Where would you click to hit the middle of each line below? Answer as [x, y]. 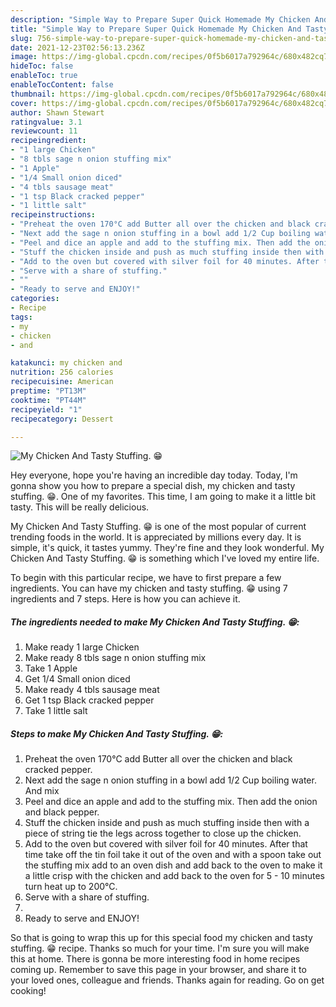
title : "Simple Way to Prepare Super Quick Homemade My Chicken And [156, 29]
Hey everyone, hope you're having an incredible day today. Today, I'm [154, 475]
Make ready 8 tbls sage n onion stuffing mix [115, 658]
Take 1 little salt [56, 711]
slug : [21, 38]
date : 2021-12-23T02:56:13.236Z [77, 47]
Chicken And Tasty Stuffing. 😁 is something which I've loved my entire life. [165, 558]
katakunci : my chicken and [66, 363]
